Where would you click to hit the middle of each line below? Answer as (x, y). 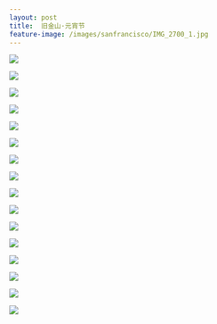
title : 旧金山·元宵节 (47, 26)
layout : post (33, 17)
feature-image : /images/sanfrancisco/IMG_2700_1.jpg (109, 34)
